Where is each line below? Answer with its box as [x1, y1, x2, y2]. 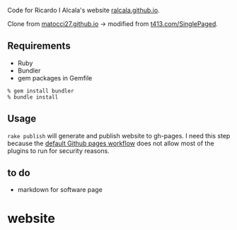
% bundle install [7, 93, 59, 101]
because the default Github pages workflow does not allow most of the [7, 139, 214, 147]
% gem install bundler [7, 87, 74, 95]
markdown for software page [17, 186, 103, 194]
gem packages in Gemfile [17, 73, 93, 82]
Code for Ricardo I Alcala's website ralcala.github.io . [7, 6, 161, 14]
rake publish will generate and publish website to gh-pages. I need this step [7, 131, 231, 140]
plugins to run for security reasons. [7, 146, 110, 155]
